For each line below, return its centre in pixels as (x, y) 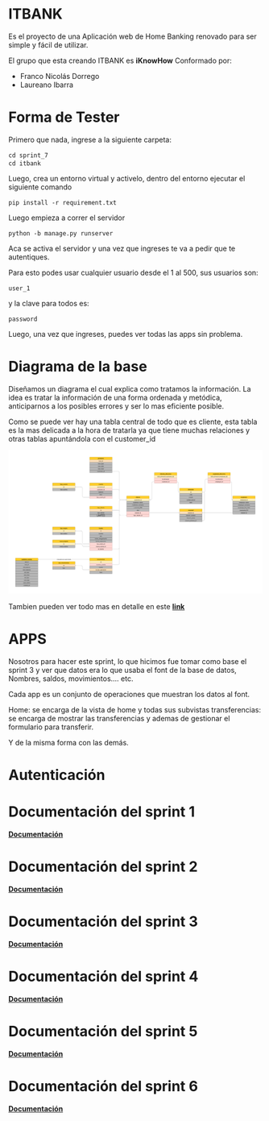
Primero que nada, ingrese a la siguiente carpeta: (90, 139)
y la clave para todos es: (49, 303)
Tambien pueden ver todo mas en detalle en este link (97, 606)
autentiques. (29, 257)
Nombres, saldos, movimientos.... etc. (71, 679)
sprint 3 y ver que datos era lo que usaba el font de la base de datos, (123, 670)
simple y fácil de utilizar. (48, 44)
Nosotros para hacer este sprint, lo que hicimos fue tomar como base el (128, 661)
